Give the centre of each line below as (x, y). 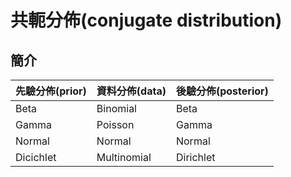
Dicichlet (36, 157)
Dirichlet (195, 157)
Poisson (115, 124)
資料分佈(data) (131, 91)
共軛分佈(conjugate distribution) (146, 20)
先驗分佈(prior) (51, 91)
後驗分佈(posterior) (222, 91)
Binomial (116, 108)
